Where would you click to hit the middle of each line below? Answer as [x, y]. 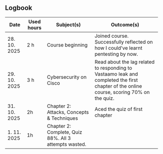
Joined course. [112, 36]
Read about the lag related [124, 62]
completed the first [116, 80]
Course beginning [67, 45]
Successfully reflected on [124, 42]
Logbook [19, 8]
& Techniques [63, 118]
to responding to [113, 68]
